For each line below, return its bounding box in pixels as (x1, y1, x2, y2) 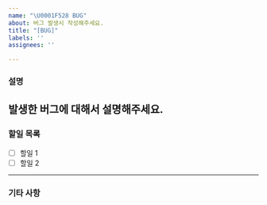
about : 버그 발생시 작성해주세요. (8, 19, 104, 27)
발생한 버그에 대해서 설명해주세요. (8, 102, 164, 116)
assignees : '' (8, 41, 56, 49)
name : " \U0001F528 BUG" (8, 11, 87, 20)
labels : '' (8, 33, 44, 42)
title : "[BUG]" (8, 26, 59, 34)
